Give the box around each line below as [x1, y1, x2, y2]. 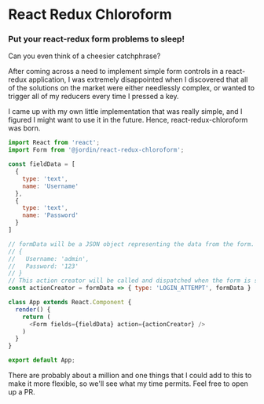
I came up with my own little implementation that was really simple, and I [8, 107, 243, 116]
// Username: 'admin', [8, 255, 90, 263]
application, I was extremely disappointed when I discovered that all [28, 75, 248, 84]
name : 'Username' [22, 182, 79, 190]
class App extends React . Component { [8, 299, 132, 307]
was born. [8, 123, 41, 133]
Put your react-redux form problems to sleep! [8, 34, 185, 45]
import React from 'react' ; [8, 139, 101, 147]
